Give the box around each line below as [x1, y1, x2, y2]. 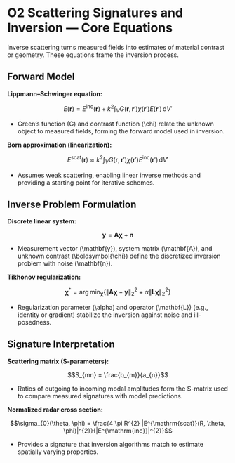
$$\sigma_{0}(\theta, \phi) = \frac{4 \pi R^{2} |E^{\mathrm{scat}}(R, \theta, [10, 419, 226, 427]
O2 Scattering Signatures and [7, 5, 184, 21]
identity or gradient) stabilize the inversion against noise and [17, 311, 193, 319]
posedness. [17, 318, 52, 326]
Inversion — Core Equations [7, 20, 173, 36]
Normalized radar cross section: [7, 405, 103, 414]
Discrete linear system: [7, 217, 77, 226]
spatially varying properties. [17, 448, 99, 456]
